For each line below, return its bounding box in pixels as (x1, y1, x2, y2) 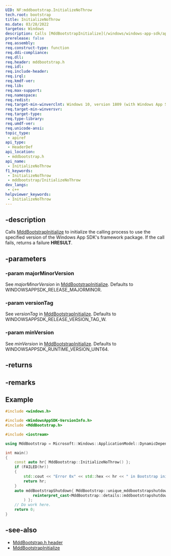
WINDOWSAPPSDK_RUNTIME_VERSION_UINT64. (5, 346, 109, 352)
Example (5, 395, 34, 404)
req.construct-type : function (5, 45, 70, 50)
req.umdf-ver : (5, 121, 36, 126)
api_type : (5, 140, 26, 145)
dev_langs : (5, 183, 28, 188)
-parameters (5, 254, 46, 263)
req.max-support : (5, 87, 42, 93)
